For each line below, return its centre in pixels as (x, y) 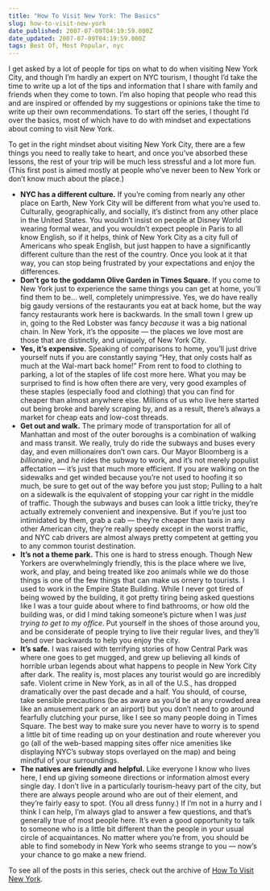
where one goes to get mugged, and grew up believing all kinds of (130, 658)
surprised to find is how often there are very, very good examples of (133, 383)
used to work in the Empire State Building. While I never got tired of (131, 589)
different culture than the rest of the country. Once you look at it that (133, 254)
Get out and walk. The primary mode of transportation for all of (125, 426)
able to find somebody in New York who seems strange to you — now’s (139, 846)
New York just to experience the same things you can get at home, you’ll (140, 289)
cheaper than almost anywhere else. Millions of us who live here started (139, 400)
